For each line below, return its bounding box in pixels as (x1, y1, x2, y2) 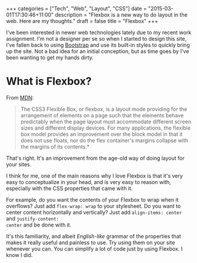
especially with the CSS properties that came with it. (6, 185, 133, 192)
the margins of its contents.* (20, 143, 90, 150)
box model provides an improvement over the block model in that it (20, 130, 183, 137)
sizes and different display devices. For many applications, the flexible (20, 124, 191, 131)
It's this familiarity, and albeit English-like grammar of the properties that (6, 232, 181, 239)
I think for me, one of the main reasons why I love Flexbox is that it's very (6, 172, 183, 179)
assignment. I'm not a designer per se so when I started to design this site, (6, 35, 187, 42)
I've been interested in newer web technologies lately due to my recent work (6, 29, 192, 36)
